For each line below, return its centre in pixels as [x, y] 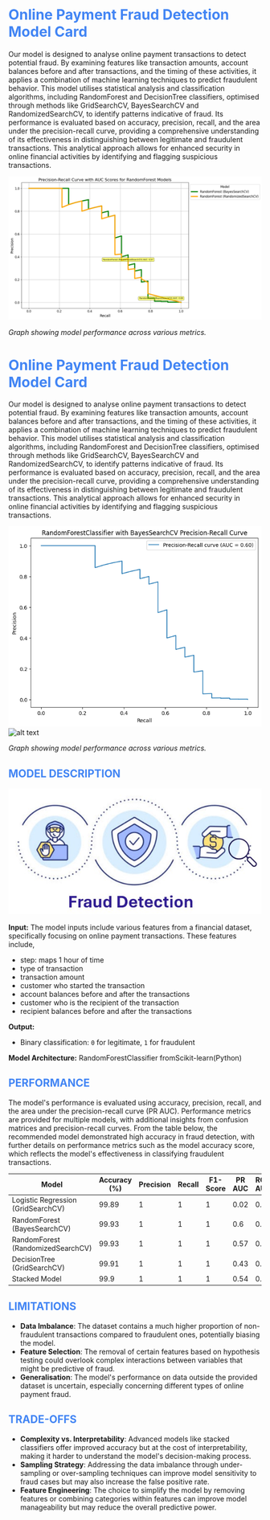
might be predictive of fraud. [67, 1368]
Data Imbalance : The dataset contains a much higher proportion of [131, 1326]
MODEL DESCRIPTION [65, 773]
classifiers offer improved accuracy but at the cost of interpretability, [133, 1447]
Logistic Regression [44, 1200]
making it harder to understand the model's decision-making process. [135, 1456]
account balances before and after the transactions [105, 994]
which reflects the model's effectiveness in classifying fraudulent [117, 1154]
